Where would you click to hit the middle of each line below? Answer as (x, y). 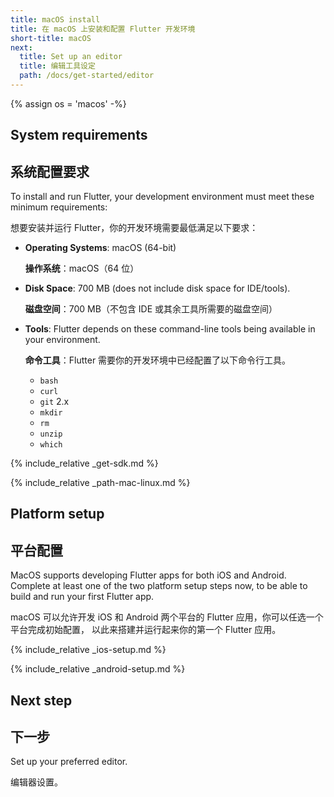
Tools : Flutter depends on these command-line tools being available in (170, 329)
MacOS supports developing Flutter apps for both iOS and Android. (148, 575)
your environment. (62, 340)
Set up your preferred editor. (69, 762)
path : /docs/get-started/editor (87, 76)
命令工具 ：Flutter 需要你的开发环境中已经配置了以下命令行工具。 (158, 360)
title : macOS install (55, 19)
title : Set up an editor (71, 57)
